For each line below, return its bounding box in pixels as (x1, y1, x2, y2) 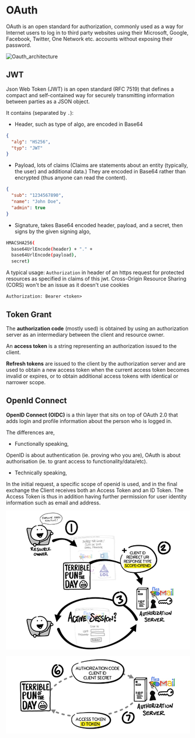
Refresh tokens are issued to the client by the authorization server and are (6, 360, 186, 367)
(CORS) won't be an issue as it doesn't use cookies (6, 282, 130, 289)
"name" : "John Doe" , (11, 199, 61, 204)
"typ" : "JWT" (11, 145, 43, 151)
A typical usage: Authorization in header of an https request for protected (6, 269, 185, 276)
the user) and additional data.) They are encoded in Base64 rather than (14, 168, 186, 175)
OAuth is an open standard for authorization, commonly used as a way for (6, 23, 184, 30)
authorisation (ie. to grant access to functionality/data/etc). (6, 457, 148, 464)
